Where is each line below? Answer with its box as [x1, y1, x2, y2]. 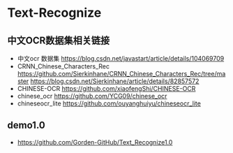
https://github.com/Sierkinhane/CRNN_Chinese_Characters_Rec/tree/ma [17, 70, 226, 78]
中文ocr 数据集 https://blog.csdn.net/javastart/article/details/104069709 [17, 54, 225, 62]
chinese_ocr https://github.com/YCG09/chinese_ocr [17, 92, 167, 100]
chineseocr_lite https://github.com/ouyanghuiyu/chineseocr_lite [17, 99, 201, 108]
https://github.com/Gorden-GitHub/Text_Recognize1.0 [17, 138, 173, 146]
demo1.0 [7, 119, 45, 131]
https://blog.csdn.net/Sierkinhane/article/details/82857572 [30, 77, 200, 85]
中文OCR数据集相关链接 [7, 34, 110, 46]
